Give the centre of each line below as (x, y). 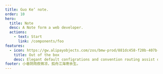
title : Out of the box (37, 55)
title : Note (22, 23)
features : (15, 46)
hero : (10, 18)
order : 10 (15, 14)
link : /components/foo (41, 41)
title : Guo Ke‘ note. (27, 9)
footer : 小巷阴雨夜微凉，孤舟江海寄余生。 (43, 64)
